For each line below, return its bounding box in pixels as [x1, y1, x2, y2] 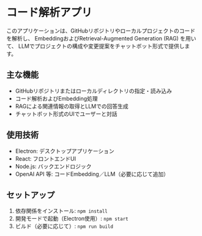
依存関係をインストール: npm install [15, 207, 108, 215]
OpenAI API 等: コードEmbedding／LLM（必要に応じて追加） [15, 170, 170, 178]
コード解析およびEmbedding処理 [15, 94, 98, 102]
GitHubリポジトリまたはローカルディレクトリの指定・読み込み [15, 87, 173, 94]
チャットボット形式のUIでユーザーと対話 [15, 110, 118, 117]
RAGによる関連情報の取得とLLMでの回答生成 [15, 102, 129, 110]
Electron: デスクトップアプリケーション [15, 147, 114, 154]
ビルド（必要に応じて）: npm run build [15, 223, 113, 230]
